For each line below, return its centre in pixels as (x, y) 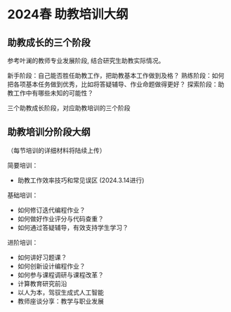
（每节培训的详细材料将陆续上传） (57, 150)
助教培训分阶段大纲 (49, 132)
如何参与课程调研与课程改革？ (60, 275)
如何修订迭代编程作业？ (51, 210)
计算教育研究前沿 (42, 283)
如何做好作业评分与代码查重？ (60, 219)
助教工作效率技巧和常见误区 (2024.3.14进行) (81, 180)
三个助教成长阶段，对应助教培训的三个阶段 (69, 108)
